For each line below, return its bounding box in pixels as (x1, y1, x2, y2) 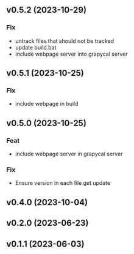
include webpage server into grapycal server (15, 50, 128, 58)
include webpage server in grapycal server (15, 150, 123, 158)
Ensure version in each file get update (15, 179, 111, 187)
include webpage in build (15, 100, 79, 108)
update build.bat (15, 43, 57, 51)
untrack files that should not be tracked (15, 37, 115, 45)
